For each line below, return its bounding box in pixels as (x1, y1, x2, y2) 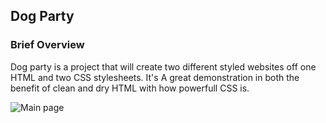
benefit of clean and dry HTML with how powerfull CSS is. (10, 82, 250, 94)
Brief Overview (10, 38, 85, 52)
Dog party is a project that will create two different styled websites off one (10, 60, 317, 73)
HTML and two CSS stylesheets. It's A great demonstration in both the (10, 71, 300, 83)
